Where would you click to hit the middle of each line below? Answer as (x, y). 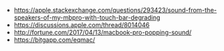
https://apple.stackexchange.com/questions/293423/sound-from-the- (115, 10)
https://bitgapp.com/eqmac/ (54, 40)
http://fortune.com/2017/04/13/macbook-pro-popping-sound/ (103, 32)
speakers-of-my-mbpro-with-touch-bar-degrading (87, 17)
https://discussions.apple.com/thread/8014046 (82, 25)
